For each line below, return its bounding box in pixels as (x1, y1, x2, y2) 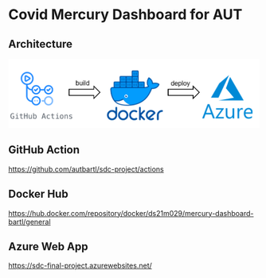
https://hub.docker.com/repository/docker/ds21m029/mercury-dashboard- (8, 208, 254, 218)
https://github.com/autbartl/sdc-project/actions (8, 164, 165, 174)
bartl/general (8, 217, 51, 226)
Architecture (8, 37, 73, 51)
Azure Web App (8, 240, 88, 253)
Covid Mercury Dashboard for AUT (8, 6, 243, 24)
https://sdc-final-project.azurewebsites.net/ (8, 261, 153, 271)
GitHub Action (8, 143, 80, 156)
